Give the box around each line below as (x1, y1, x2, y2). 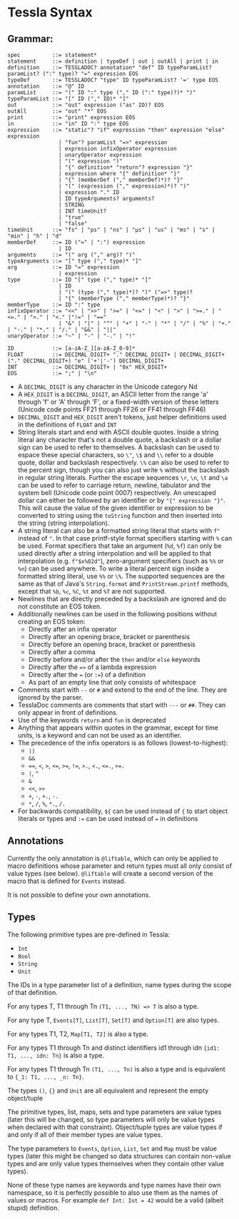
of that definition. (7, 988, 59, 996)
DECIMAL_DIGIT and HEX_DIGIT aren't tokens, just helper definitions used (17, 413, 227, 421)
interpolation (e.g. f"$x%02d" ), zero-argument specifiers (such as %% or (17, 557, 225, 565)
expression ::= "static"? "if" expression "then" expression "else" (7, 126, 225, 133)
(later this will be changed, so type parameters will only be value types (7, 1115, 215, 1123)
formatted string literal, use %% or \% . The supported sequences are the (17, 572, 225, 580)
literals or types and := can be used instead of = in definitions (17, 815, 198, 822)
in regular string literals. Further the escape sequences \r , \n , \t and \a (17, 474, 228, 481)
